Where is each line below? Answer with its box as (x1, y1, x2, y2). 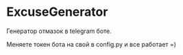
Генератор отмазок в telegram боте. (6, 27, 112, 35)
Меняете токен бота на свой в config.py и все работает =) (6, 40, 176, 48)
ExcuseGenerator (6, 4, 108, 20)
